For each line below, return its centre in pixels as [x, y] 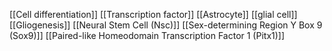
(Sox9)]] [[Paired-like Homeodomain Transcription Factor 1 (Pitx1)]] [147, 35]
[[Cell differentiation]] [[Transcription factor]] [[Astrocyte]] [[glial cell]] [153, 14]
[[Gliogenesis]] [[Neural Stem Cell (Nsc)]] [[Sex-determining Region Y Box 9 [166, 25]
